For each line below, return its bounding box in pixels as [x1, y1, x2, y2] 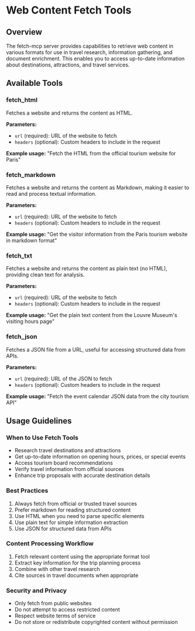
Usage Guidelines [6, 416, 72, 426]
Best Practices [6, 486, 49, 495]
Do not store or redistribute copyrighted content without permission [14, 619, 178, 626]
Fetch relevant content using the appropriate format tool [14, 553, 150, 560]
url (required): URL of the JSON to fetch [14, 375, 112, 382]
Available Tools [6, 78, 63, 88]
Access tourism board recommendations [14, 459, 113, 466]
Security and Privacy [6, 586, 67, 595]
